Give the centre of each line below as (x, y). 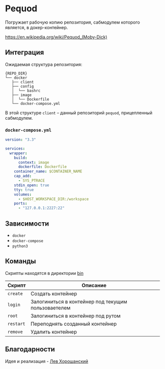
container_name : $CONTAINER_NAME (48, 171)
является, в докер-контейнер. (37, 27)
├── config (23, 86)
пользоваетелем (51, 307)
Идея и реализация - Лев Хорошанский (47, 361)
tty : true (24, 190)
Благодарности (30, 350)
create (15, 293)
